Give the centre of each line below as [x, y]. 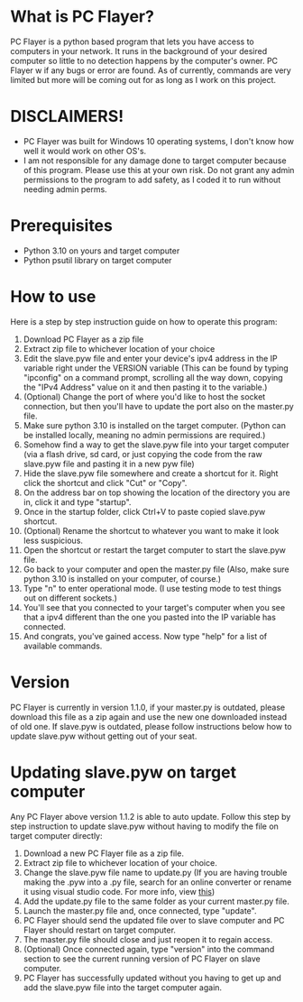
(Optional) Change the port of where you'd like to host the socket [144, 396]
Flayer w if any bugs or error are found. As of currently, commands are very [151, 70]
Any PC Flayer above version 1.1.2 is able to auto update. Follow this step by [151, 816]
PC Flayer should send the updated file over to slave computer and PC [154, 920]
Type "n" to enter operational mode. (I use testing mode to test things [152, 588]
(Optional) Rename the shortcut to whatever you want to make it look [151, 530]
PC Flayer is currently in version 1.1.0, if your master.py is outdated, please [148, 707]
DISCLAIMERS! [67, 117]
